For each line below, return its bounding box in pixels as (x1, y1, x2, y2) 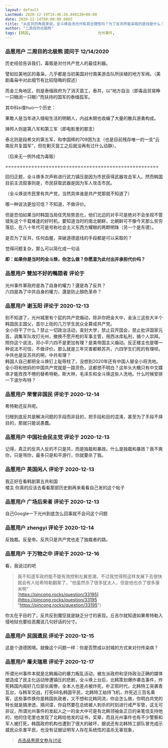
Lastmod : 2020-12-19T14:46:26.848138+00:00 (5, 12, 97, 17)
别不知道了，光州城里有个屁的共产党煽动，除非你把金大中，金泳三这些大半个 (5, 314, 163, 320)
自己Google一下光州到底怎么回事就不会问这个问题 (5, 510, 108, 516)
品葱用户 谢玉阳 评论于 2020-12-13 (5, 302, 89, 309)
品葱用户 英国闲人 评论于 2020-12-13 (5, 466, 94, 473)
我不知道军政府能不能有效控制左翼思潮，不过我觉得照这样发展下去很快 (17, 573, 162, 579)
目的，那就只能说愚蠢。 (5, 420, 53, 426)
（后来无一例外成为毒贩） (5, 153, 58, 159)
